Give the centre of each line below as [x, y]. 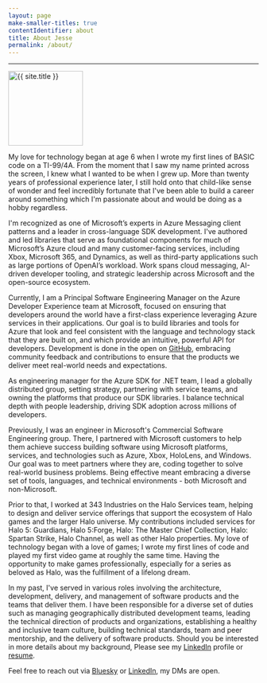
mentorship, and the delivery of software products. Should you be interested [133, 638]
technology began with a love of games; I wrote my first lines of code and [129, 547]
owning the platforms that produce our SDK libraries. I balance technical [126, 398]
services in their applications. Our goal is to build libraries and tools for [124, 323]
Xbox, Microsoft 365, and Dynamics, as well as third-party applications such [133, 257]
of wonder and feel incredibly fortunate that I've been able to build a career [131, 191]
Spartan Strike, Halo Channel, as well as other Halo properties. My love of [129, 539]
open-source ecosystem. [50, 283]
